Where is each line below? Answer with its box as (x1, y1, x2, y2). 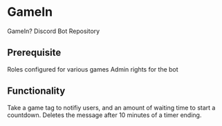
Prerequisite (7, 47, 62, 59)
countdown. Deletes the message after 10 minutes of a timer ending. (7, 111, 202, 119)
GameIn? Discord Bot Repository (7, 27, 100, 35)
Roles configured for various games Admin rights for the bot (7, 65, 178, 73)
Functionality (7, 85, 66, 97)
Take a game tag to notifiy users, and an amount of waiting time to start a (7, 103, 216, 112)
